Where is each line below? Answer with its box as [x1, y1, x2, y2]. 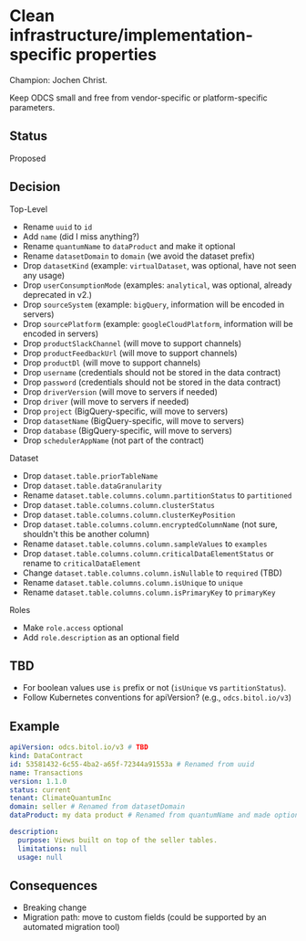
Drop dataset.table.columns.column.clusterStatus [22, 499, 216, 510]
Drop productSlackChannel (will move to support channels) [22, 337, 242, 348]
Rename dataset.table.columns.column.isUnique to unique [22, 576, 243, 587]
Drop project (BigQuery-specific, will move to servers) [22, 406, 229, 417]
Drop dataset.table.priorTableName [22, 470, 158, 481]
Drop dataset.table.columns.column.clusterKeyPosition [22, 509, 236, 520]
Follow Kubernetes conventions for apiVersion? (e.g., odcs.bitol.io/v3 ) [22, 692, 291, 703]
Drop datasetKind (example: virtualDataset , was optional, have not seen [22, 259, 297, 270]
